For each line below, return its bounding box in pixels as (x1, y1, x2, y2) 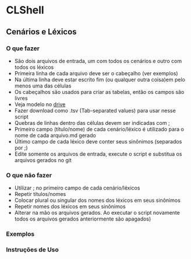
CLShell (6, 3, 45, 17)
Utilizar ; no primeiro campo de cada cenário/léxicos (14, 184, 140, 191)
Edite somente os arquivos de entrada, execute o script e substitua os (14, 150, 182, 157)
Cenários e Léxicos (6, 27, 77, 37)
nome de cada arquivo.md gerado (14, 132, 96, 139)
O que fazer (6, 44, 40, 52)
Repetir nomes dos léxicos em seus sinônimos (14, 203, 126, 210)
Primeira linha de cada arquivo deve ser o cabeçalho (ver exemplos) (14, 69, 179, 76)
